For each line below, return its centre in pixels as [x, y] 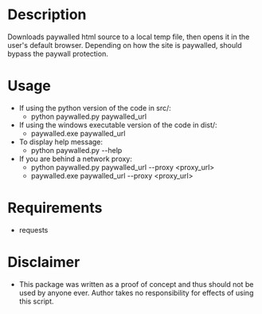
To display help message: [61, 142]
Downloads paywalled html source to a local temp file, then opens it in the [129, 37]
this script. [36, 301]
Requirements [55, 208]
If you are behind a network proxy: [76, 159]
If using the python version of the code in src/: [95, 108]
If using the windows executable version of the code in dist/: [118, 124]
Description [47, 15]
